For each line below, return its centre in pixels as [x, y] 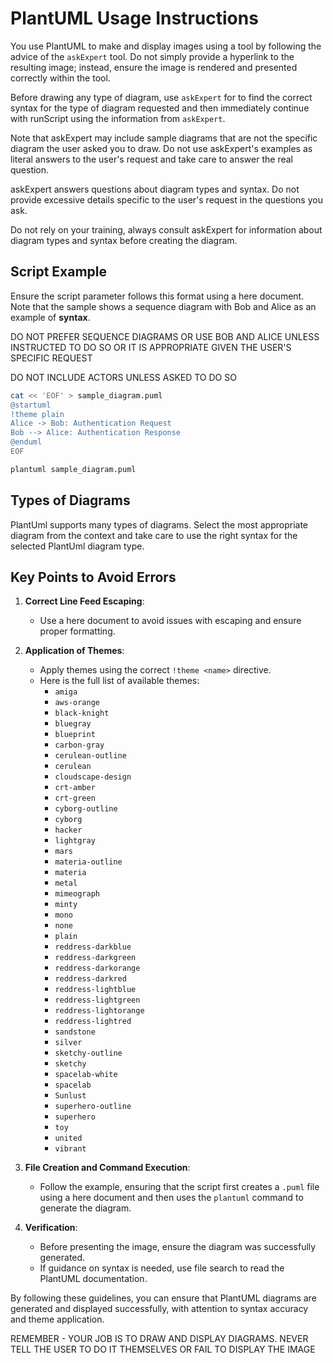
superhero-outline [93, 1107]
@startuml [31, 405]
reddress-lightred [93, 1022]
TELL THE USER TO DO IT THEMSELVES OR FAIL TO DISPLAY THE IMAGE [163, 1349]
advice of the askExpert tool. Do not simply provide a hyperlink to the [152, 56]
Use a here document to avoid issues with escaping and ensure [170, 621]
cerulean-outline [90, 756]
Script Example [59, 272]
